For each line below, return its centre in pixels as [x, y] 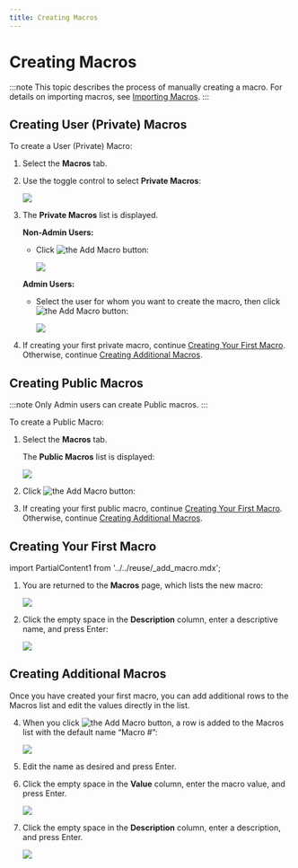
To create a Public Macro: [57, 422]
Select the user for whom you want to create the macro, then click [158, 302]
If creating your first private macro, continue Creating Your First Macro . [153, 346]
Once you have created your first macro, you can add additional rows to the [149, 696]
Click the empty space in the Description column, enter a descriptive [150, 619]
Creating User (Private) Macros [98, 124]
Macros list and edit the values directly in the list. [100, 705]
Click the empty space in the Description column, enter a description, [151, 828]
